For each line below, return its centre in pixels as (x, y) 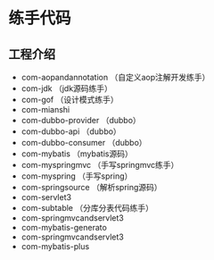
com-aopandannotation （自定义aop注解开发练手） (115, 77)
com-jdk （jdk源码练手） (67, 88)
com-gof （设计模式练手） (70, 100)
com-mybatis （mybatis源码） (77, 154)
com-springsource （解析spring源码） (91, 187)
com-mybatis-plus (55, 246)
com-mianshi (45, 109)
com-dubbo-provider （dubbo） (81, 120)
